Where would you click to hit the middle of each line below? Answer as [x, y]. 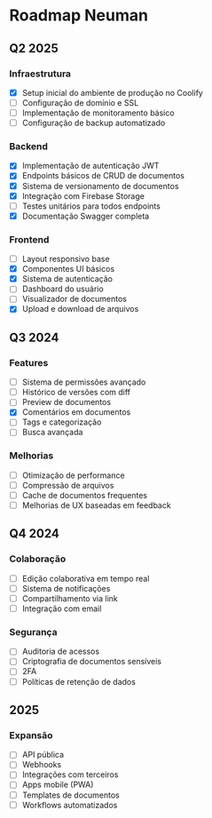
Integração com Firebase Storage [83, 195]
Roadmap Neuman [79, 16]
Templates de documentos [71, 795]
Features [29, 362]
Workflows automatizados [70, 805]
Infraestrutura [40, 74]
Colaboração [38, 559]
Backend [29, 147]
